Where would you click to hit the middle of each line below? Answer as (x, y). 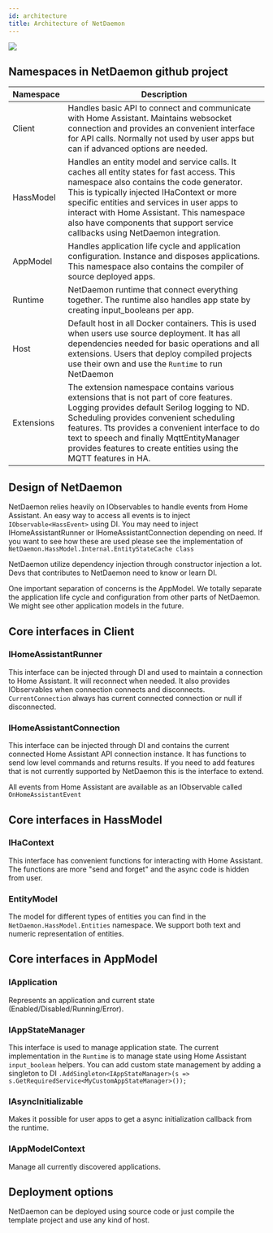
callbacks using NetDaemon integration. (144, 233)
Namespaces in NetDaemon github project (119, 71)
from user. (26, 877)
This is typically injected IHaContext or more (152, 193)
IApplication (33, 982)
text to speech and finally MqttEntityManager (154, 438)
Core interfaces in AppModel (83, 959)
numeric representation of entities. (66, 934)
